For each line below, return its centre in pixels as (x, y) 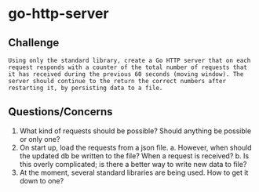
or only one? (40, 139)
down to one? (42, 180)
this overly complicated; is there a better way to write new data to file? (133, 164)
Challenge (34, 43)
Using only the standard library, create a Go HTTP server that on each (129, 60)
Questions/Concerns (60, 112)
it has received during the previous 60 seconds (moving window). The (126, 74)
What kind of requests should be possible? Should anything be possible (135, 131)
